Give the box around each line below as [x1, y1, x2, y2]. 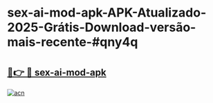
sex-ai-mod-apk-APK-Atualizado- [7, 5, 207, 21]
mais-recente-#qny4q [7, 35, 138, 50]
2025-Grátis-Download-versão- [7, 19, 196, 35]
